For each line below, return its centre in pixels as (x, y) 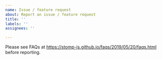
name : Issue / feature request (38, 10)
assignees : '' (20, 28)
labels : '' (17, 24)
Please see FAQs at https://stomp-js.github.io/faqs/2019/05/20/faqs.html (81, 47)
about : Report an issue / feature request (50, 14)
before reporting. (23, 52)
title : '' (16, 19)
